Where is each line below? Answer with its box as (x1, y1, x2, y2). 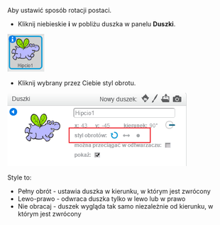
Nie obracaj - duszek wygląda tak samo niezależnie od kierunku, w (17, 202, 214, 210)
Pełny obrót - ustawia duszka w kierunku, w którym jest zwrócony (17, 187, 211, 195)
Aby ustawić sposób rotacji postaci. (7, 6, 112, 14)
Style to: (7, 173, 32, 182)
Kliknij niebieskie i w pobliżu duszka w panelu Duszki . (17, 20, 176, 28)
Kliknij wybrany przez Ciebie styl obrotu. (17, 79, 136, 87)
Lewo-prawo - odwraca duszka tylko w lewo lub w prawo (17, 194, 186, 203)
